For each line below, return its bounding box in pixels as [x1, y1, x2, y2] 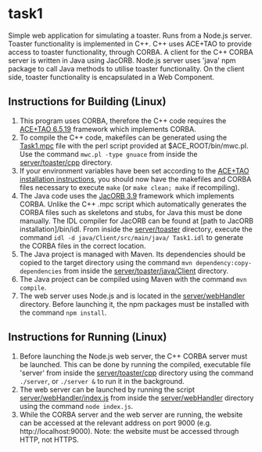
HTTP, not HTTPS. [19, 435, 80, 444]
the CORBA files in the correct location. [19, 241, 146, 250]
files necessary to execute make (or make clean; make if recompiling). [19, 182, 240, 192]
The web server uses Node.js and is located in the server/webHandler [19, 291, 246, 301]
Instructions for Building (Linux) [8, 95, 167, 108]
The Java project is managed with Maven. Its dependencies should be [19, 249, 246, 259]
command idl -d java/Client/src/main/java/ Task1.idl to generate [19, 232, 244, 242]
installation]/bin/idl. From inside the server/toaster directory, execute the [19, 224, 253, 234]
